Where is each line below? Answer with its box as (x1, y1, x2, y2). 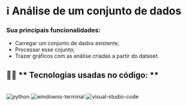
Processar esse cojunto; (14, 46, 75, 54)
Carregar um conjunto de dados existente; (14, 40, 120, 47)
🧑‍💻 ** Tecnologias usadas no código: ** (6, 70, 159, 80)
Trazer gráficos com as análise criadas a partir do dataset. (14, 52, 159, 60)
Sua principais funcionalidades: (6, 26, 101, 34)
